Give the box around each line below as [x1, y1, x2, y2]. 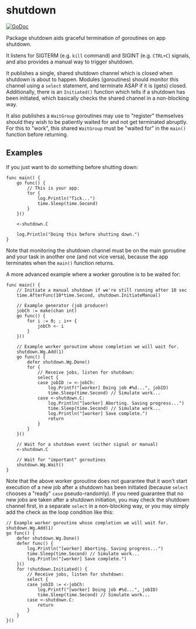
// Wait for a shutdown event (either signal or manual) [16, 441, 159, 447]
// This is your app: [27, 185, 80, 191]
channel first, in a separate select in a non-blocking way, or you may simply [6, 502, 189, 509]
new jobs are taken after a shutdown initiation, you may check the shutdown [6, 496, 190, 503]
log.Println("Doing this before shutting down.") [16, 231, 140, 237]
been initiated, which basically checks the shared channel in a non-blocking [6, 95, 189, 102]
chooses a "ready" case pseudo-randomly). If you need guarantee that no [6, 490, 184, 497]
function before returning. [6, 130, 68, 138]
